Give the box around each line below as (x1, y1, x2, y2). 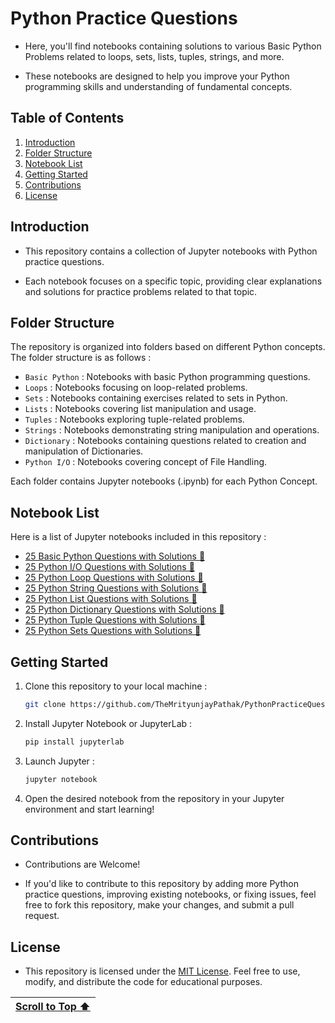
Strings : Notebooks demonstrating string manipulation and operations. (24, 424, 320, 436)
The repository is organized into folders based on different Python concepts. (10, 341, 326, 353)
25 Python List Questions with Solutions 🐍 (24, 593, 198, 605)
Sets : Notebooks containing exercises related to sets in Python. (24, 392, 288, 404)
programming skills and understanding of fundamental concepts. (24, 80, 293, 92)
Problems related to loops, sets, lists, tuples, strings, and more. (24, 50, 285, 62)
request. (24, 910, 60, 922)
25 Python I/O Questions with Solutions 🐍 (24, 561, 195, 573)
